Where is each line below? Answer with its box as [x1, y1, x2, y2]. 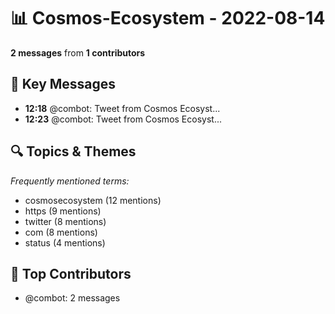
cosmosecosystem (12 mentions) [24, 194, 162, 206]
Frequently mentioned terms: [10, 175, 130, 187]
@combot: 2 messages [24, 292, 121, 304]
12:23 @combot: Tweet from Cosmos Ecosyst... [24, 113, 222, 125]
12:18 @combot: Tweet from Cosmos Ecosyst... [24, 102, 221, 114]
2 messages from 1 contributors [10, 46, 146, 59]
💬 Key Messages [10, 76, 117, 93]
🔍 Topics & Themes [10, 143, 137, 160]
